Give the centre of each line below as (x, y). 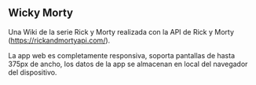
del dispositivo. (33, 72)
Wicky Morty (40, 13)
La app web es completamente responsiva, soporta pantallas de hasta (122, 55)
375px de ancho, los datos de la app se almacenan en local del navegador (128, 64)
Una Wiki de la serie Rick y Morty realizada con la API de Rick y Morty (121, 31)
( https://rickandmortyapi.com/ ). (59, 40)
